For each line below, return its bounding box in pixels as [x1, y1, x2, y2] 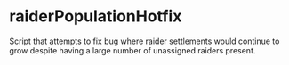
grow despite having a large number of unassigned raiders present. [9, 45, 256, 55]
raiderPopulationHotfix [9, 6, 182, 27]
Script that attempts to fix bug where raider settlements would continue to [9, 36, 280, 46]
